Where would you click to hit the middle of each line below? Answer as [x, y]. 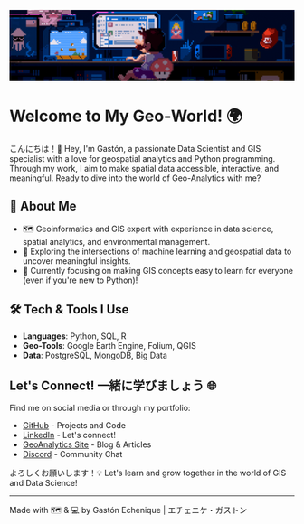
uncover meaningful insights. [76, 261]
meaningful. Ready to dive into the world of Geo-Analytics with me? [135, 178]
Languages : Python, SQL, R [74, 336]
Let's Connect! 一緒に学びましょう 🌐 [113, 385]
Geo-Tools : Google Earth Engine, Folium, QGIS [109, 345]
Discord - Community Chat [72, 454]
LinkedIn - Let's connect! [69, 435]
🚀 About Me [43, 206]
